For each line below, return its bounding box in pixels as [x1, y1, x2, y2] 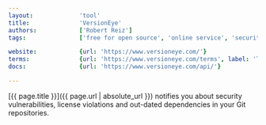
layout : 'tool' [8, 11, 101, 20]
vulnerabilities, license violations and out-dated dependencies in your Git [8, 100, 246, 109]
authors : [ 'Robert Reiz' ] [8, 26, 133, 34]
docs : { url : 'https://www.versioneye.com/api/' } [8, 62, 222, 71]
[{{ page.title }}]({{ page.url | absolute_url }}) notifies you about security [8, 91, 243, 100]
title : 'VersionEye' [8, 19, 123, 27]
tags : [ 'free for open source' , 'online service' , [8, 33, 228, 42]
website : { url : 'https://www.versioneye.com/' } [8, 48, 207, 56]
